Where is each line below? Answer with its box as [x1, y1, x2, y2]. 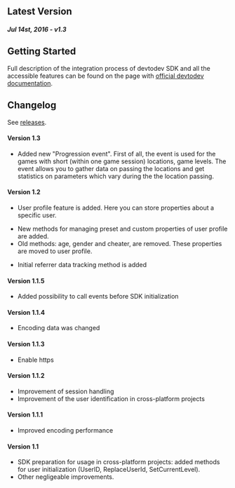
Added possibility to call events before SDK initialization [17, 292, 179, 301]
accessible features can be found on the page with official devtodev [7, 72, 205, 80]
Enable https [17, 355, 54, 364]
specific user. [17, 211, 58, 219]
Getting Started [7, 46, 76, 57]
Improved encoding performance [17, 426, 114, 435]
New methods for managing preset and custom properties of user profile [17, 224, 228, 233]
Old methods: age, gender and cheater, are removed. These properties [17, 240, 222, 248]
